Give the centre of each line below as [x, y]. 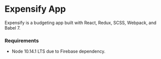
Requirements [22, 40]
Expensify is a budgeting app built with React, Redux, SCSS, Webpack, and [80, 23]
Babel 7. [13, 28]
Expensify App [35, 9]
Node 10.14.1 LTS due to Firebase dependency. [59, 51]
